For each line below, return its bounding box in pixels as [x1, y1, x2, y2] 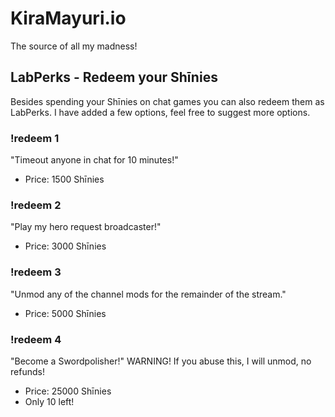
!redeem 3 [10, 265, 62, 279]
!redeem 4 [10, 332, 62, 346]
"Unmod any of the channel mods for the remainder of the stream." [10, 288, 287, 300]
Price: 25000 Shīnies [24, 385, 112, 397]
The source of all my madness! [10, 40, 138, 52]
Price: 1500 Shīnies [24, 173, 105, 186]
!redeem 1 [10, 131, 60, 145]
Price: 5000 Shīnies [24, 307, 107, 319]
